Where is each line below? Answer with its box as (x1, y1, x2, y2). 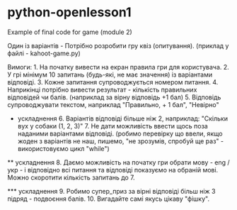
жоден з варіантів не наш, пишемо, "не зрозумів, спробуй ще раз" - (17, 136, 224, 145)
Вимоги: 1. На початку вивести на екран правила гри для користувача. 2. (7, 62, 230, 71)
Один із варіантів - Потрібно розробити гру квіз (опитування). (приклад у (7, 41, 229, 50)
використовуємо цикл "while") (17, 144, 110, 153)
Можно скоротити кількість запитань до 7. (7, 173, 136, 182)
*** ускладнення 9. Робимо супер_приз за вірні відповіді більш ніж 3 (7, 187, 216, 195)
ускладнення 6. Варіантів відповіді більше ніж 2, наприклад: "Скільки (17, 114, 229, 123)
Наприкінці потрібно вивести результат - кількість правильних (7, 85, 197, 94)
